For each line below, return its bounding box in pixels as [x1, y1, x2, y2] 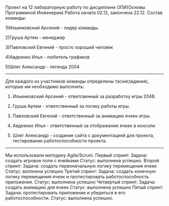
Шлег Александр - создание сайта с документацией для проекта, [12, 132, 154, 138]
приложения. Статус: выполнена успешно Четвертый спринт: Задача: [5, 179, 156, 185]
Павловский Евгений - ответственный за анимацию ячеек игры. [12, 113, 151, 119]
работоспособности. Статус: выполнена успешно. [5, 195, 114, 201]
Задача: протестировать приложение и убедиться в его [5, 190, 126, 195]
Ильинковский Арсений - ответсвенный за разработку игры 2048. [12, 93, 156, 99]
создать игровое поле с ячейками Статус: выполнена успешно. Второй [5, 158, 159, 163]
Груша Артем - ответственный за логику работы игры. [12, 103, 130, 109]
